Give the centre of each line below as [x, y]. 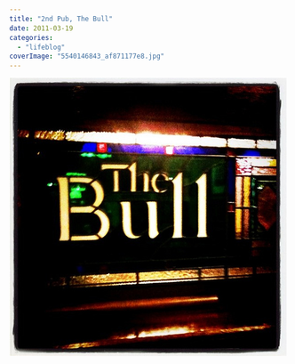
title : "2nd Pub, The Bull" [61, 19]
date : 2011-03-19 [41, 28]
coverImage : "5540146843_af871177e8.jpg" [87, 57]
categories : [31, 37]
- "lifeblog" [41, 47]
